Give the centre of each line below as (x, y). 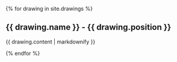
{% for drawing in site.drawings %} (49, 9)
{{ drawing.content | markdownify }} (51, 42)
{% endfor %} (23, 53)
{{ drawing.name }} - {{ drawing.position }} (88, 27)
